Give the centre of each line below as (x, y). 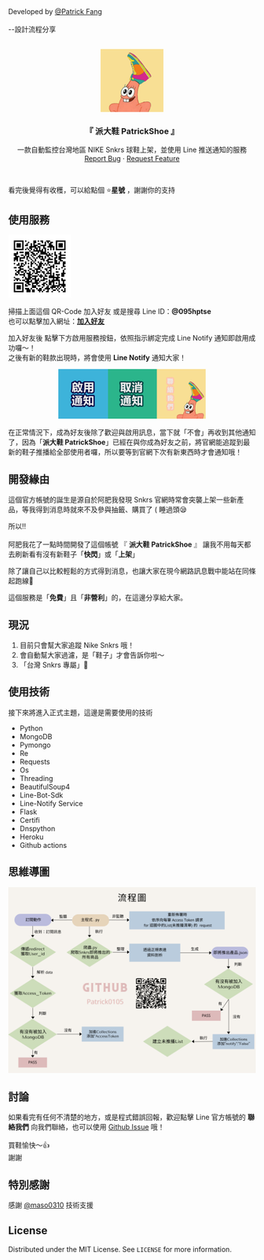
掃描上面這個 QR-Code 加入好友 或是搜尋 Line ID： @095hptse (110, 311)
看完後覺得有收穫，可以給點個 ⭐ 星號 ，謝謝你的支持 (92, 190)
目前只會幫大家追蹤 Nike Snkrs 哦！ (77, 645)
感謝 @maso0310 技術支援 (51, 1205)
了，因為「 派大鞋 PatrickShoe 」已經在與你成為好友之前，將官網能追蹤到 (126, 442)
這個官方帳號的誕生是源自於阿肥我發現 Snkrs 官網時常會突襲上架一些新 (123, 500)
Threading (36, 778)
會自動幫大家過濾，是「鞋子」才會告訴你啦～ (92, 654)
